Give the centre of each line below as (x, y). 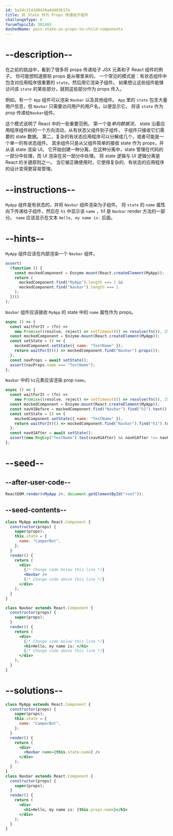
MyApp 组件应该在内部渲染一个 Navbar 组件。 (51, 253)
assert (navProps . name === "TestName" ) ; (53, 365)
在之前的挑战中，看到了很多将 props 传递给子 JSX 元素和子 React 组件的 (82, 69)
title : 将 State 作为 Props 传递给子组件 (47, 15)
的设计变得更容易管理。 (30, 169)
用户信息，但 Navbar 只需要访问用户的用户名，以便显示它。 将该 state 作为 (84, 107)
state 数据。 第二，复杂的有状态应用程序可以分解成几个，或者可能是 (87, 136)
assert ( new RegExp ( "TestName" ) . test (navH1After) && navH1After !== (84, 438)
